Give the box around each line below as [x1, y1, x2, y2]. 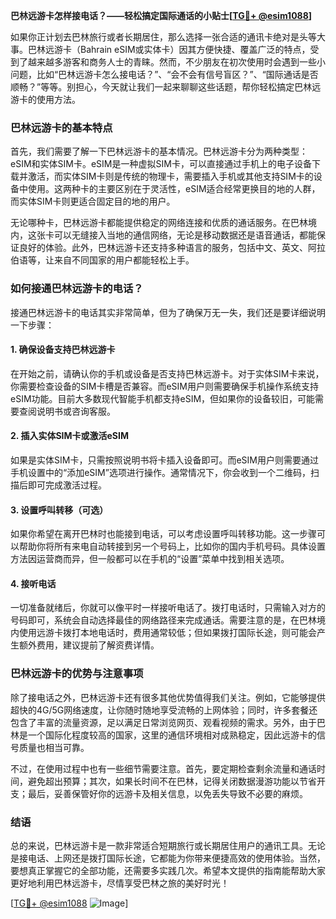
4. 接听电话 [10, 577, 57, 589]
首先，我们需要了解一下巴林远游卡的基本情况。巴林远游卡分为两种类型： [10, 145, 308, 158]
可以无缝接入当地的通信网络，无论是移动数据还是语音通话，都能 [53, 229, 317, 241]
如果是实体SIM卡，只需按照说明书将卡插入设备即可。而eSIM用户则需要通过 [10, 454, 319, 466]
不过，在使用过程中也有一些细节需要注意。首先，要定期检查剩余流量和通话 [10, 762, 317, 774]
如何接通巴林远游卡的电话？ [10, 282, 144, 296]
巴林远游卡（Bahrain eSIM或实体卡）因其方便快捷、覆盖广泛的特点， [27, 44, 311, 55]
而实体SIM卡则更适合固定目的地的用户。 [10, 195, 176, 208]
